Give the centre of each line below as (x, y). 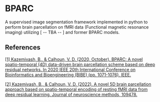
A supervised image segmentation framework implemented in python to (76, 22)
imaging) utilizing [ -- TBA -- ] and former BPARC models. (62, 32)
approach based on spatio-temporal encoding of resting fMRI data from (76, 89)
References (23, 47)
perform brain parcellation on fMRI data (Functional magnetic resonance (77, 27)
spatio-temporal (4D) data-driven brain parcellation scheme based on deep (80, 64)
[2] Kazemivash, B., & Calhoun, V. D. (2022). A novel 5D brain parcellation (78, 84)
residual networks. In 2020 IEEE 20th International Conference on (70, 69)
